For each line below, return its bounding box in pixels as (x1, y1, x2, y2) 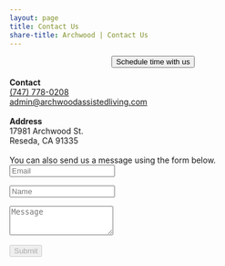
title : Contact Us (9, 22, 79, 31)
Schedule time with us (116, 57, 190, 67)
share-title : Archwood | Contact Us (9, 30, 148, 39)
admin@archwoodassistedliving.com (9, 97, 148, 108)
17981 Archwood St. (9, 125, 84, 137)
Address (9, 116, 43, 127)
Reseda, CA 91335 (9, 135, 79, 146)
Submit (14, 246, 38, 256)
